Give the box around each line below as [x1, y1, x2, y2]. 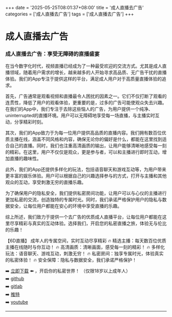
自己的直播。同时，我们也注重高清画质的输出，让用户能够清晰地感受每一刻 [9, 143, 167, 149]
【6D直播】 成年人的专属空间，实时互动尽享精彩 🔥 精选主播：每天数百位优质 [5, 238, 166, 244]
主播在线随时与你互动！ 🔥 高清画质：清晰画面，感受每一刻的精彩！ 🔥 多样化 [5, 244, 165, 250]
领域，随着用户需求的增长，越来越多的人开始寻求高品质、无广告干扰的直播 [9, 69, 167, 76]
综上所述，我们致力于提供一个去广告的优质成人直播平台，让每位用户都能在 [5, 214, 162, 220]
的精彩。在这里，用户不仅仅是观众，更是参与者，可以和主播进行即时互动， [5, 149, 162, 155]
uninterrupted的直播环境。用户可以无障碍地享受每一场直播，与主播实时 [5, 113, 155, 119]
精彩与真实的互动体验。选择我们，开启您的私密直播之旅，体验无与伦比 [18, 220, 167, 227]
